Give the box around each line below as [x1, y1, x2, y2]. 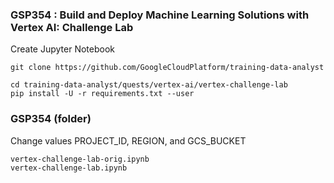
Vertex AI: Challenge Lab [10, 20, 134, 34]
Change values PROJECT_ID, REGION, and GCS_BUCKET [10, 134, 247, 147]
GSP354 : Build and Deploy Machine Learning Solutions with [10, 8, 310, 22]
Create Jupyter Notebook [10, 43, 116, 55]
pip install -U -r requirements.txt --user [10, 89, 195, 99]
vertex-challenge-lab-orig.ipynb [10, 154, 150, 164]
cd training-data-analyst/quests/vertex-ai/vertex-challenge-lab [10, 80, 288, 90]
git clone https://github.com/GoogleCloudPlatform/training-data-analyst [10, 63, 325, 73]
